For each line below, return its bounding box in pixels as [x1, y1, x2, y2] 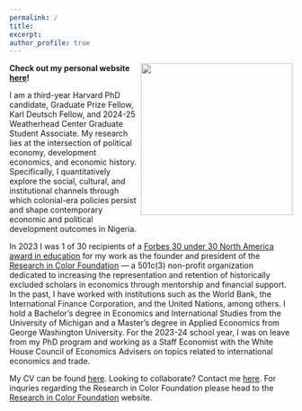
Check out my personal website [9, 63, 130, 74]
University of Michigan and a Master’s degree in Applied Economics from [9, 317, 280, 328]
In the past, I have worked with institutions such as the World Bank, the [9, 289, 272, 299]
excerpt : [9, 30, 42, 39]
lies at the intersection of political [9, 138, 132, 148]
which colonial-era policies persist [9, 195, 137, 206]
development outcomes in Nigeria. [9, 224, 138, 235]
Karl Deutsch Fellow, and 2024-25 [9, 109, 137, 120]
